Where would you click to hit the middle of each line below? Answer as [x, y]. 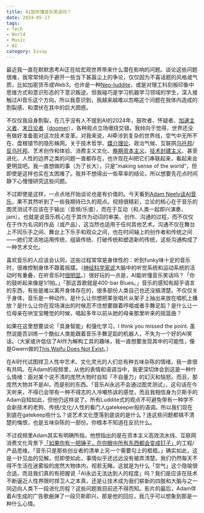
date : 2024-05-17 [28, 18]
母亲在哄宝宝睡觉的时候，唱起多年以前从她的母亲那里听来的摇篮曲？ [97, 313]
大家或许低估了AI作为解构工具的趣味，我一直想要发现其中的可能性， [104, 341]
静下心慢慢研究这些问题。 [38, 181]
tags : [13, 23]
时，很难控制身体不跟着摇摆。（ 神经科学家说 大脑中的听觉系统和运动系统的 [98, 267]
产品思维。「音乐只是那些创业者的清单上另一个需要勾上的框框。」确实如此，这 [102, 450]
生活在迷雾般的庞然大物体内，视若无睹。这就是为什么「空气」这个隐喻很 [107, 466]
